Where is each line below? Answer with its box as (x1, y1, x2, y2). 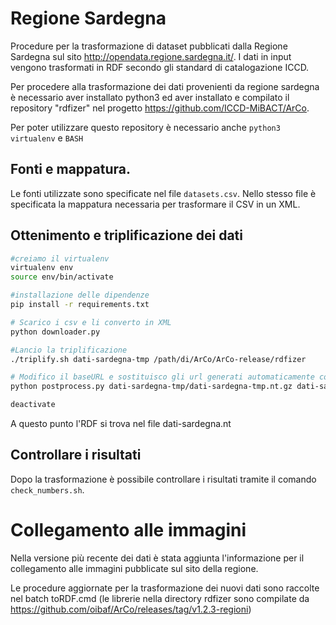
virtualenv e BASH (10, 132, 84, 144)
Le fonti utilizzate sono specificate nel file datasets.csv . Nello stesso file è (10, 187, 317, 199)
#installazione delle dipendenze (10, 290, 150, 301)
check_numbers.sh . (10, 483, 85, 496)
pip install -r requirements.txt (10, 300, 150, 310)
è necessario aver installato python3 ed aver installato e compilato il (10, 91, 290, 103)
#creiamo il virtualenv (10, 253, 110, 264)
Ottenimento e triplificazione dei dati (10, 227, 243, 244)
